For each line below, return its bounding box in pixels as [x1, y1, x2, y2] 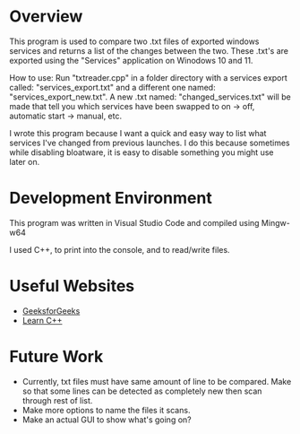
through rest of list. [21, 395, 93, 405]
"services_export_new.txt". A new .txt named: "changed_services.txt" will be [9, 91, 291, 102]
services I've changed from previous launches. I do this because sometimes [9, 137, 290, 148]
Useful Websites [9, 276, 135, 297]
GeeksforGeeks [21, 305, 81, 316]
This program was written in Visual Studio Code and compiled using [9, 217, 260, 228]
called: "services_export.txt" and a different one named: [9, 82, 217, 92]
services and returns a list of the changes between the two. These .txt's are [9, 45, 289, 56]
